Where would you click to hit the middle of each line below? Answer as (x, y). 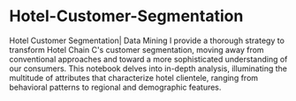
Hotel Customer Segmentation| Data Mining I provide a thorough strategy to (147, 40)
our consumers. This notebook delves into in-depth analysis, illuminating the (148, 69)
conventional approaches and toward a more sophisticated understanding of (148, 59)
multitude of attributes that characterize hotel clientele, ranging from (134, 77)
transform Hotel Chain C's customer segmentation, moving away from (137, 49)
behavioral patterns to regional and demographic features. (115, 87)
